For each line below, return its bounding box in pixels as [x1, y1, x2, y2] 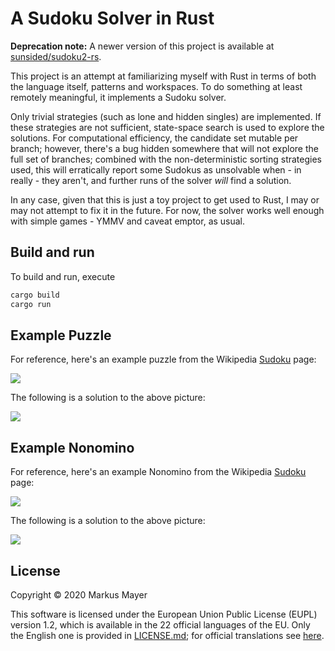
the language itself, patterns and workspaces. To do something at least [10, 80, 303, 92]
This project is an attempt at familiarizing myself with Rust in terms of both [10, 70, 317, 82]
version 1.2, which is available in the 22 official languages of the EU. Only [10, 618, 311, 631]
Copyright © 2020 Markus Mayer [10, 588, 148, 601]
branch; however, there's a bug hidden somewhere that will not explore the [10, 142, 319, 154]
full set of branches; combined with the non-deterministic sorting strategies [10, 153, 322, 165]
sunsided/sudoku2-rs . [10, 50, 102, 62]
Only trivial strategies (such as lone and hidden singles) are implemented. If [10, 110, 322, 122]
